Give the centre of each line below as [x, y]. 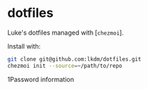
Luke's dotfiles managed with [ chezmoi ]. [66, 32]
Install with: [24, 46]
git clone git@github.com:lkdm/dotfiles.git [74, 59]
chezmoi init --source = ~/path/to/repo [65, 66]
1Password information [41, 79]
